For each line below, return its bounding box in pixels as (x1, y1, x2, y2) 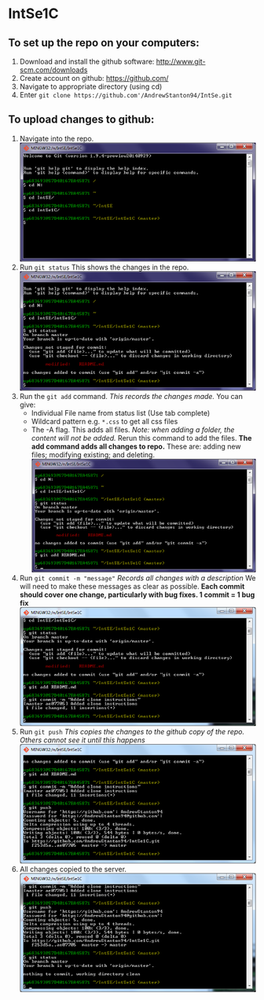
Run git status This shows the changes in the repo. (19, 262, 189, 272)
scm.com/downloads (19, 65, 88, 75)
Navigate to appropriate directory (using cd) (19, 82, 163, 91)
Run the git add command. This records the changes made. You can (19, 391, 244, 401)
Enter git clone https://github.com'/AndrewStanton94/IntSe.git (19, 90, 233, 99)
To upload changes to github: (8, 113, 155, 126)
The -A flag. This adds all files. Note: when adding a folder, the (31, 425, 235, 434)
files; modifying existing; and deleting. (31, 449, 156, 460)
